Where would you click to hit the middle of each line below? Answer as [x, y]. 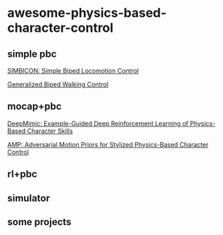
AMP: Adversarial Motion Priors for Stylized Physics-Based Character [108, 144]
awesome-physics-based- [87, 13]
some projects [39, 222]
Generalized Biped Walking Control [58, 84]
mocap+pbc [34, 107]
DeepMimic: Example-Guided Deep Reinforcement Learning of [98, 123]
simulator [29, 198]
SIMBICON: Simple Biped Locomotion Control [73, 71]
